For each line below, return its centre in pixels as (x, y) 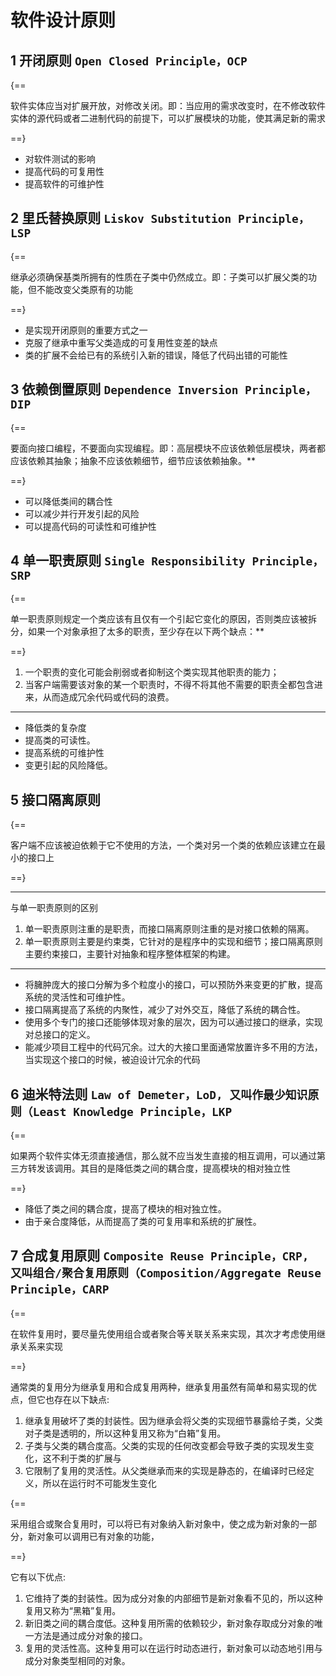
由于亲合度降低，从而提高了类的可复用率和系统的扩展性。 (143, 1222)
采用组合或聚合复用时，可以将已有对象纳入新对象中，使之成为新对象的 (155, 1523)
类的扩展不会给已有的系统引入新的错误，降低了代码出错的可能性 (156, 355)
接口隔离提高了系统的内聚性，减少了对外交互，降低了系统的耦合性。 (165, 1010)
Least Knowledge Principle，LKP (132, 1111)
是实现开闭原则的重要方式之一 (86, 330)
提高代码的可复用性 (64, 171)
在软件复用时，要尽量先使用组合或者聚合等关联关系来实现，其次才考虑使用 (163, 1333)
